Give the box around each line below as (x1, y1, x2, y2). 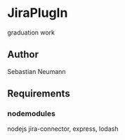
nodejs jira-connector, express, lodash (7, 125, 119, 133)
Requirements (7, 88, 70, 100)
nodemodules (7, 109, 56, 119)
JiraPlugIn (7, 5, 68, 21)
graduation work (7, 28, 55, 37)
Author (7, 49, 39, 61)
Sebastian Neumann (7, 67, 66, 75)
